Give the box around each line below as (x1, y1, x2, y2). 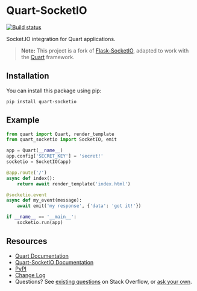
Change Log (14, 271, 46, 278)
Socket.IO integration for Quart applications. (6, 35, 116, 42)
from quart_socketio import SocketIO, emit (6, 136, 117, 142)
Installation (6, 71, 49, 82)
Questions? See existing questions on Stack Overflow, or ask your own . (14, 278, 192, 285)
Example (6, 115, 40, 126)
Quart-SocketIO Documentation (14, 258, 94, 266)
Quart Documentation (14, 252, 69, 260)
